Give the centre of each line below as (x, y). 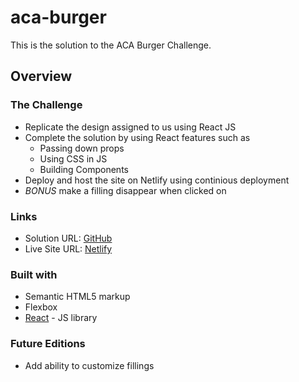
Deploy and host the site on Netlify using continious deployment (157, 180)
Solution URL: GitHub (68, 238)
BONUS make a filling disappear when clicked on (125, 190)
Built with (34, 274)
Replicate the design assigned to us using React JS (130, 127)
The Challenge (46, 105)
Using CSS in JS (73, 158)
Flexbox (41, 307)
